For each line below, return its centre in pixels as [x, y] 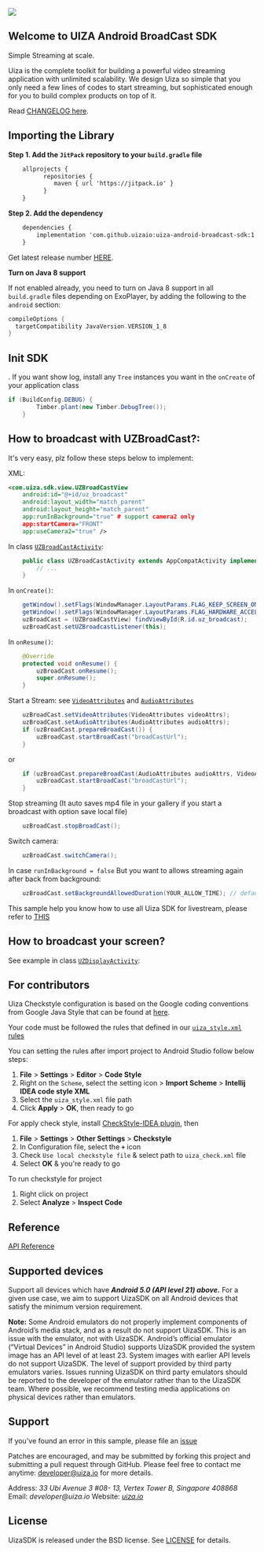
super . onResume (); [66, 678]
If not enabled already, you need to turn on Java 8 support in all [111, 288]
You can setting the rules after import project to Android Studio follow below [131, 1051]
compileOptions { [37, 319]
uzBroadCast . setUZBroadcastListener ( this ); [95, 627]
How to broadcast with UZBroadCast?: [104, 439]
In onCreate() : [31, 591]
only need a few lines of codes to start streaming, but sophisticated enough [130, 87]
